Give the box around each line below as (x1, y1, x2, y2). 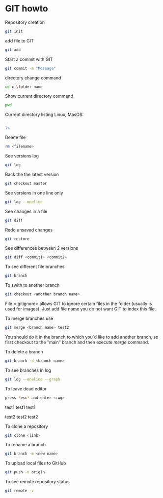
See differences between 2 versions (5, 245, 79, 251)
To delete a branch (5, 348, 43, 354)
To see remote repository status (5, 479, 70, 485)
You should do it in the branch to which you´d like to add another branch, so (5, 334, 159, 340)
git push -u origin (5, 470, 45, 475)
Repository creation (5, 19, 45, 25)
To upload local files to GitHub (5, 460, 66, 466)
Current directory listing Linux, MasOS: (5, 112, 84, 117)
